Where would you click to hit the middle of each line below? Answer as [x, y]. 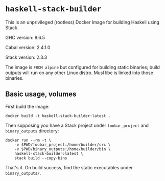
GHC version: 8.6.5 [25, 37]
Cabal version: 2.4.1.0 [28, 47]
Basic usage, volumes [41, 94]
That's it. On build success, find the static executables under [69, 167]
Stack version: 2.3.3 [26, 57]
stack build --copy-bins [41, 158]
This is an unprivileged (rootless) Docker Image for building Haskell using [82, 22]
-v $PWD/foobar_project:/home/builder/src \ [63, 145]
